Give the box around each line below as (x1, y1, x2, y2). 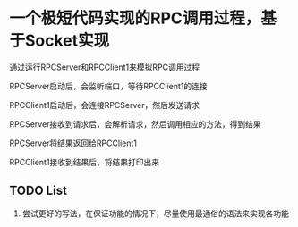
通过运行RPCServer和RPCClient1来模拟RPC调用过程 (9, 62, 200, 72)
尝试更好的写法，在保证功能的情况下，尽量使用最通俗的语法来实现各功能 (21, 207, 289, 219)
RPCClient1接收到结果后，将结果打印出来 (9, 156, 159, 167)
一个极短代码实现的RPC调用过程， (9, 8, 261, 29)
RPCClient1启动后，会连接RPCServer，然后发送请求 (9, 99, 200, 110)
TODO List (9, 183, 67, 198)
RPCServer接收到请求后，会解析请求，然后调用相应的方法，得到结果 (9, 118, 261, 130)
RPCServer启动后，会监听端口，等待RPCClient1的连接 (9, 80, 208, 91)
